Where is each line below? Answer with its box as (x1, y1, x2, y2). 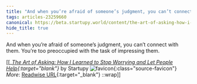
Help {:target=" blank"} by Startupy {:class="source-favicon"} (6, 65, 177, 72)
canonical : (6, 19, 33, 25)
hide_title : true (6, 25, 49, 31)
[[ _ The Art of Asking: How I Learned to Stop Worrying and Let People (6, 59, 173, 66)
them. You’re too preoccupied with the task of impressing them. (6, 48, 160, 55)
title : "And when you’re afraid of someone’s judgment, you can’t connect (6, 8, 193, 15)
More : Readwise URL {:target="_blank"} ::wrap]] (6, 71, 121, 78)
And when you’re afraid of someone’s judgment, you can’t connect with (6, 41, 179, 48)
